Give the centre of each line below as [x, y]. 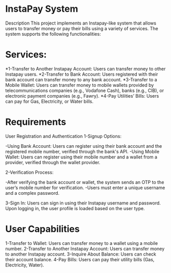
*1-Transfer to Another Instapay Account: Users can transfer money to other [86, 69]
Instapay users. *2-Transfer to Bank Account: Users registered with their [82, 74]
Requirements [36, 122]
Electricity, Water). [25, 265]
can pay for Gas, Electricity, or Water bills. [49, 101]
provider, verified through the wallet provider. [53, 162]
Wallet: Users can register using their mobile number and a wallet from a [81, 157]
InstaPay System [42, 9]
